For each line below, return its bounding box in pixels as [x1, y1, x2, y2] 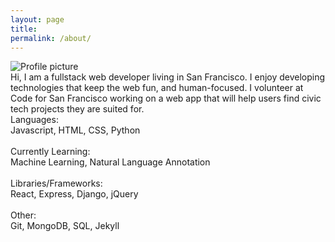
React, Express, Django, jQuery [10, 188, 139, 200]
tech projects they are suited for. [10, 103, 145, 115]
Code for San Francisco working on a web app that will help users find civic [10, 92, 322, 105]
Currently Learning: [10, 146, 91, 158]
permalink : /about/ [10, 33, 92, 43]
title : [10, 24, 38, 34]
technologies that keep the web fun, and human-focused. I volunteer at [10, 82, 304, 94]
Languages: [10, 114, 59, 126]
